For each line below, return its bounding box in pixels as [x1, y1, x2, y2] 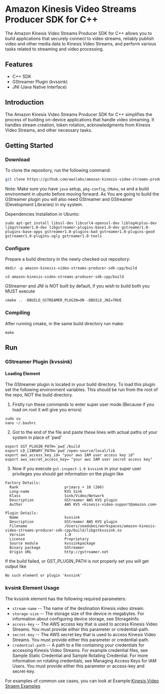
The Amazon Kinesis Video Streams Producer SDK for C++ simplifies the [5, 111, 152, 117]
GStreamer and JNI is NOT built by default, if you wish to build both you [5, 283, 150, 289]
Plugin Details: [5, 511, 38, 516]
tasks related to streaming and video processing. [5, 46, 104, 52]
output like [5, 564, 27, 570]
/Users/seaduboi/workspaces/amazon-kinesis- [64, 524, 157, 529]
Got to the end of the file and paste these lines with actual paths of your [12, 429, 158, 435]
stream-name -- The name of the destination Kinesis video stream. [12, 605, 145, 611]
